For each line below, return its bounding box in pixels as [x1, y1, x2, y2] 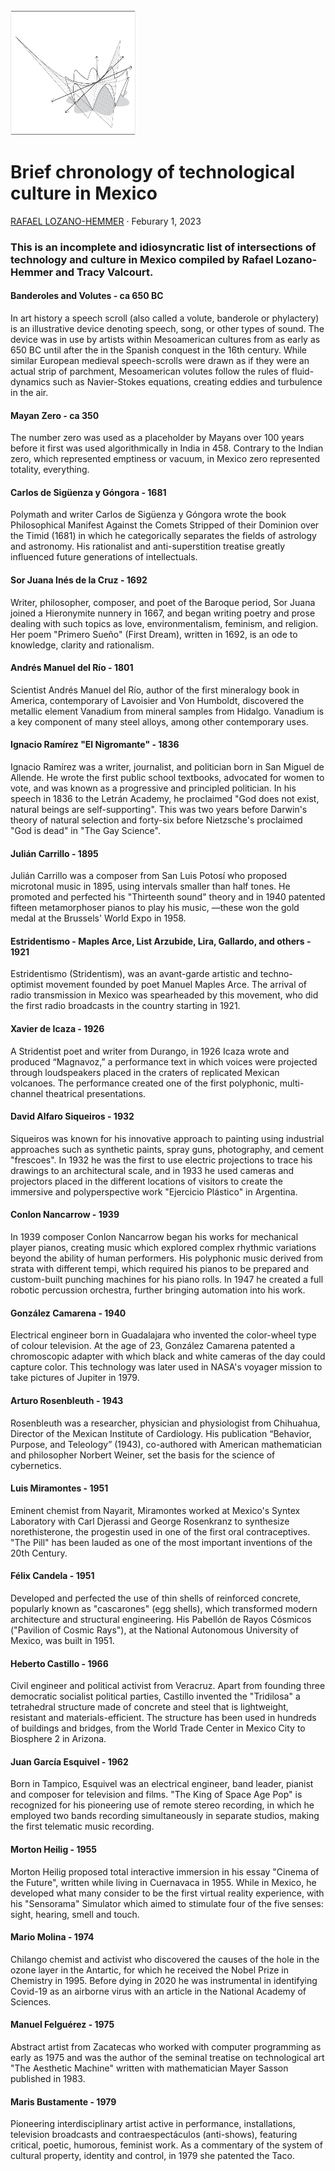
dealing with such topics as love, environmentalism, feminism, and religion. [10, 617, 319, 629]
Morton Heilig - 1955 [10, 1843, 97, 1855]
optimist [10, 979, 44, 991]
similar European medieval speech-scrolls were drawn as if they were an [10, 355, 310, 367]
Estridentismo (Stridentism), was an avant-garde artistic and [10, 968, 258, 980]
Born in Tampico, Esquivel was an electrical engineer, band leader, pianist [10, 1778, 314, 1790]
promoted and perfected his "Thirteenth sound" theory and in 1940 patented [10, 891, 326, 903]
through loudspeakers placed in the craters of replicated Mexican [10, 1066, 280, 1078]
